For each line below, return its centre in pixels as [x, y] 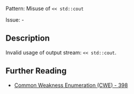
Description [28, 38]
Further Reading [36, 71]
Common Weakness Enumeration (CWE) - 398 [71, 85]
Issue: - [15, 20]
